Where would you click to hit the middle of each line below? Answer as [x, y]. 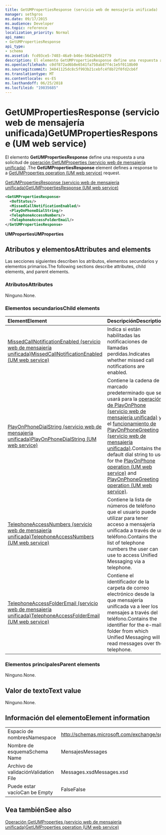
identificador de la [128, 582]
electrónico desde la [131, 594]
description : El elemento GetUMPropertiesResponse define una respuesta [82, 60]
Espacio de [21, 731]
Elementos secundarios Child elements [53, 308]
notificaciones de [127, 341]
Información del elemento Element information [78, 718]
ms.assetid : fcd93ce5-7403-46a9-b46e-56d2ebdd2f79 [58, 56]
